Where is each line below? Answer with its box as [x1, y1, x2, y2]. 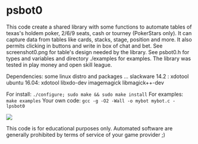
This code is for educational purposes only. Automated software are [6, 124, 173, 132]
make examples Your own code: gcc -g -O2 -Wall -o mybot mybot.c [6, 96, 171, 104]
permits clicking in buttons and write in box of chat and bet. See [6, 42, 163, 49]
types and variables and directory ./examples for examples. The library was [6, 55, 191, 62]
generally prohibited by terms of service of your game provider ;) [6, 131, 165, 138]
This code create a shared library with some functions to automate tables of [6, 23, 192, 30]
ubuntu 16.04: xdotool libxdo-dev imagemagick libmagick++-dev [6, 79, 165, 86]
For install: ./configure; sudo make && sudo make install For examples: [6, 90, 183, 98]
